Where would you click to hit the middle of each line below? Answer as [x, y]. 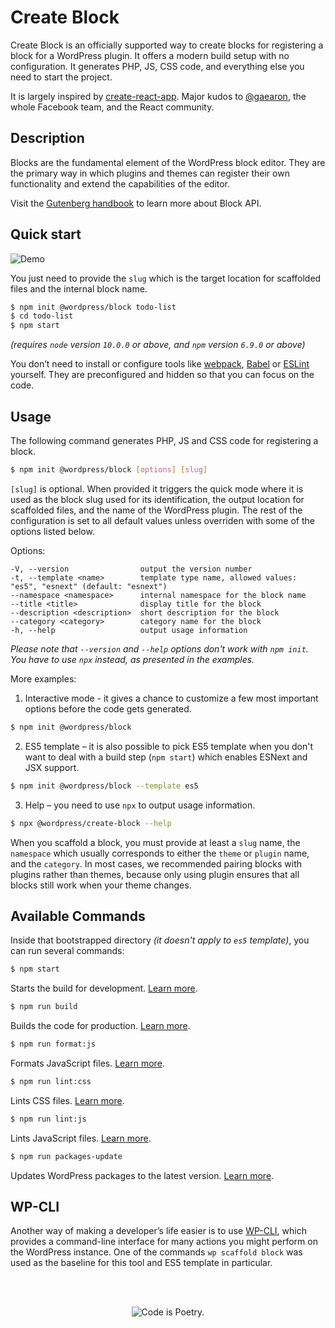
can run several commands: [67, 951]
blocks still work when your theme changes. [101, 885]
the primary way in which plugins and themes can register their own [150, 173]
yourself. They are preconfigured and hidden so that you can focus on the [162, 375]
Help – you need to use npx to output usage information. [140, 805]
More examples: [43, 678]
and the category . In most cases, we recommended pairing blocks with [156, 863]
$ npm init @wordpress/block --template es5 [104, 786]
